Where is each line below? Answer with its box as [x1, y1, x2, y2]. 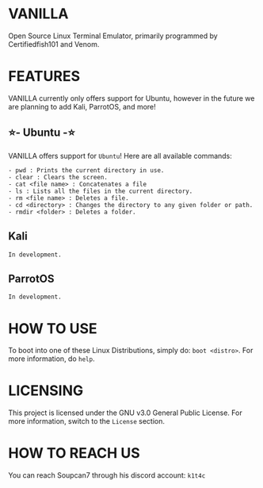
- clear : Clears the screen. [8, 173, 109, 181]
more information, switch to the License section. [8, 417, 165, 426]
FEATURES [8, 67, 81, 86]
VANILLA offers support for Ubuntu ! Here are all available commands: [8, 151, 232, 160]
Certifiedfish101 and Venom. [8, 39, 100, 48]
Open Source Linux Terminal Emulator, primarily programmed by [8, 31, 218, 40]
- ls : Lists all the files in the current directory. [8, 187, 193, 195]
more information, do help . [8, 354, 95, 363]
